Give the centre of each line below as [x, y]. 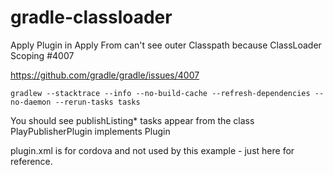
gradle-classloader [91, 17]
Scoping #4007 [42, 55]
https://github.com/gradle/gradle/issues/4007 [105, 75]
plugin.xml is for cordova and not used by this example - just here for [152, 150]
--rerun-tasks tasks [97, 102]
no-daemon [31, 102]
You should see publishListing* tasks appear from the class [132, 120]
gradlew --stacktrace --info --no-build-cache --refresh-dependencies [160, 93]
